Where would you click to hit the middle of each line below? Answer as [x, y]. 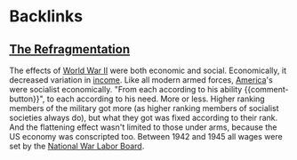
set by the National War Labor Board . [77, 146]
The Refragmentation [70, 49]
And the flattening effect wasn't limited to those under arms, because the [143, 127]
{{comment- [266, 89]
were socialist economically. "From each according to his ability [126, 89]
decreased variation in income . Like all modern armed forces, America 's [141, 80]
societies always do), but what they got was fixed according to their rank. [144, 118]
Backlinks [46, 16]
